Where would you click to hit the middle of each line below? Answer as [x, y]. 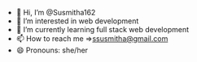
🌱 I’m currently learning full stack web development [103, 29]
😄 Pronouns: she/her [52, 50]
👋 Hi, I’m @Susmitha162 [56, 12]
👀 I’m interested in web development [77, 21]
